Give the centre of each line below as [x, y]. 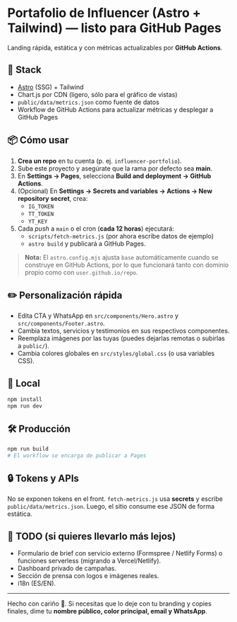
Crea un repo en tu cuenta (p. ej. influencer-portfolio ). [99, 161]
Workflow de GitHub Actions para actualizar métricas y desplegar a [115, 109]
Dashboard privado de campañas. [67, 568]
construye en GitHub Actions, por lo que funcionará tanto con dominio [127, 265]
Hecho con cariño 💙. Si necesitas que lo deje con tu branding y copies [109, 604]
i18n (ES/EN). [37, 583]
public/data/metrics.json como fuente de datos [89, 102]
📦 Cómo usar [38, 140]
